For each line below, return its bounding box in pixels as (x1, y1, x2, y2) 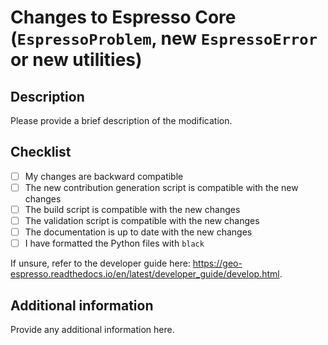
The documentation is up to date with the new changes (24, 226, 253, 238)
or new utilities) (10, 49, 143, 71)
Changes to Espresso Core (10, 6, 237, 29)
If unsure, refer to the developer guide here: (10, 257, 191, 270)
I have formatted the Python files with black (24, 237, 205, 250)
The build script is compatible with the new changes (24, 203, 241, 215)
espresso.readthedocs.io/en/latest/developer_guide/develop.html (10, 268, 280, 280)
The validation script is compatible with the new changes (24, 215, 260, 226)
